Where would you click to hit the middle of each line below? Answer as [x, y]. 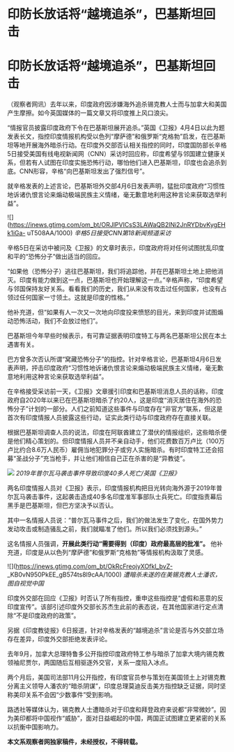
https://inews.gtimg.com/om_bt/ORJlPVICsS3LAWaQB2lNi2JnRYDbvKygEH [118, 225]
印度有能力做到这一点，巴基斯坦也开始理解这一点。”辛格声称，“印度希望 [121, 280]
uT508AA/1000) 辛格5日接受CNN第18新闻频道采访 [99, 233]
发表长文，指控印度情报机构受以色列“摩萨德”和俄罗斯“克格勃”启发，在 [107, 136]
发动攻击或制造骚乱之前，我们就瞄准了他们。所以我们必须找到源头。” [105, 529]
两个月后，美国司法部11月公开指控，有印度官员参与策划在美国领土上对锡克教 [117, 677]
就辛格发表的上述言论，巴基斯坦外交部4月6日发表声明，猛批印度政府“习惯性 [116, 186]
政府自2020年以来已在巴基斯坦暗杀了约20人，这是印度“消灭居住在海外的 [111, 400]
